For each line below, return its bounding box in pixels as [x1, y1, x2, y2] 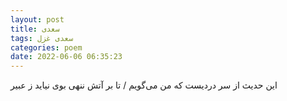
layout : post [10, 14, 65, 25]
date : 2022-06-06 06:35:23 [10, 52, 123, 62]
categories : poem [10, 42, 83, 53]
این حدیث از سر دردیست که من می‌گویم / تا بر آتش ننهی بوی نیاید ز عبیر [10, 79, 278, 91]
